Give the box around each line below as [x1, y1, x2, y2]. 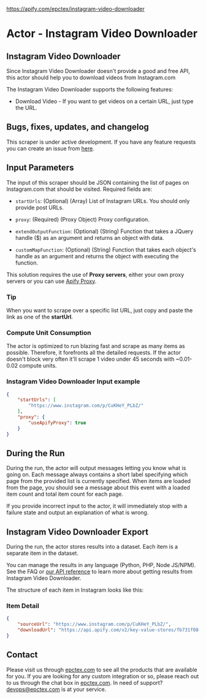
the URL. [15, 104, 38, 111]
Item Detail [6, 601, 40, 610]
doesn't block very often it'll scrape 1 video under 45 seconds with [6, 355, 175, 363]
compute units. [19, 362, 57, 369]
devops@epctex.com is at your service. [6, 685, 107, 693]
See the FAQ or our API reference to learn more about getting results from [6, 568, 193, 576]
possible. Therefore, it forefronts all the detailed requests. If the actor [6, 349, 181, 357]
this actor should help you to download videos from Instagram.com [6, 74, 176, 81]
